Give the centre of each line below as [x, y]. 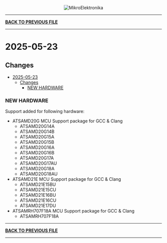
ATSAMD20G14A [37, 126]
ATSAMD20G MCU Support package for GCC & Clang [67, 121]
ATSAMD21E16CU [38, 200]
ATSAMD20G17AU [38, 163]
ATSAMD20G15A [37, 137]
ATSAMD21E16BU [38, 195]
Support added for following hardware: [45, 112]
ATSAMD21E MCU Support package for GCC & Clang [67, 179]
